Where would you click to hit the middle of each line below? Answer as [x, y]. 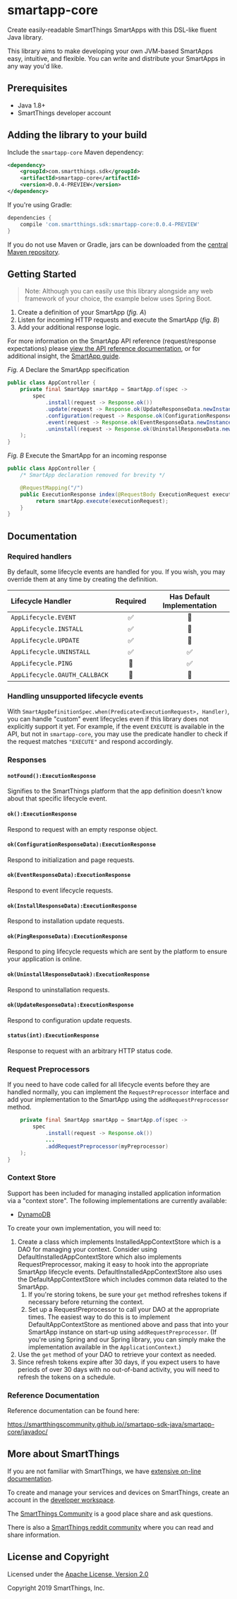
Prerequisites [37, 88]
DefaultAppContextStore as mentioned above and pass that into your [128, 1324]
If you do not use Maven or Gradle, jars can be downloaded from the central [117, 244]
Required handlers [39, 556]
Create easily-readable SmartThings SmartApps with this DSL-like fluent [112, 30]
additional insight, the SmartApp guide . [64, 356]
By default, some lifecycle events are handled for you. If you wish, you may [116, 571]
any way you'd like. [35, 66]
